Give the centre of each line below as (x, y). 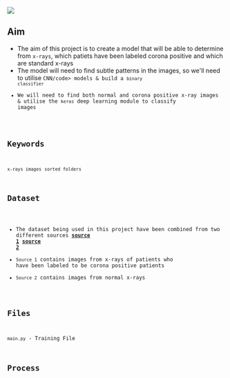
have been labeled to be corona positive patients (90, 266)
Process (23, 368)
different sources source (54, 236)
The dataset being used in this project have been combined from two (118, 230)
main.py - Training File (41, 338)
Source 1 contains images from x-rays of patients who (95, 260)
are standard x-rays (45, 63)
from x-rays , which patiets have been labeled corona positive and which (120, 56)
